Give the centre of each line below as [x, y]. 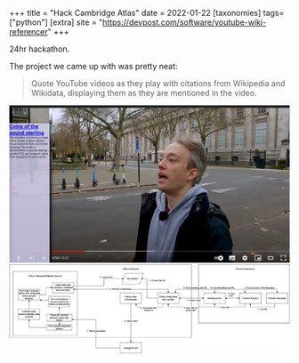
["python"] [29, 22]
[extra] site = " [77, 22]
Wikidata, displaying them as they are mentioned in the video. [144, 93]
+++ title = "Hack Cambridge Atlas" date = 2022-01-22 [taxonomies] [135, 13]
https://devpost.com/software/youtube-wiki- [184, 22]
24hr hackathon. [40, 49]
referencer [29, 32]
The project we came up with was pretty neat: [93, 66]
